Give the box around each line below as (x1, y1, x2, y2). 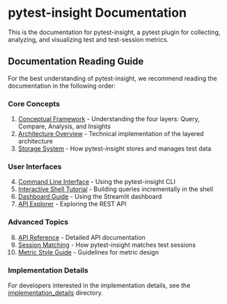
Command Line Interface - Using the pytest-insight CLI (17, 178, 176, 186)
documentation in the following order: (8, 82, 116, 90)
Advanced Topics (8, 218, 69, 227)
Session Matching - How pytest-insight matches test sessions (17, 241, 196, 249)
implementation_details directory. (8, 288, 104, 297)
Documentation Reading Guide (8, 56, 144, 68)
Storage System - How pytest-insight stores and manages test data (17, 144, 212, 153)
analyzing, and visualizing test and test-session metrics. (8, 35, 169, 43)
